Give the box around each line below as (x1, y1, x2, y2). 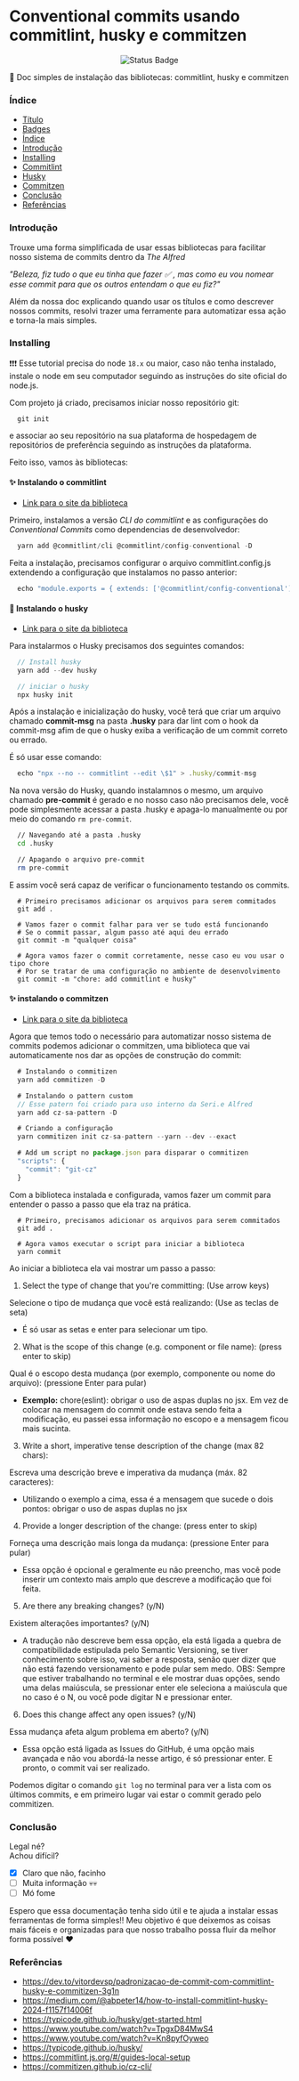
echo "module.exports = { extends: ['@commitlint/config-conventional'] (17, 584, 293, 593)
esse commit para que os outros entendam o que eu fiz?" (9, 279, 221, 289)
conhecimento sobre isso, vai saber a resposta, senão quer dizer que (21, 1654, 277, 1664)
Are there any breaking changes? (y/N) (21, 1600, 165, 1611)
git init (17, 414, 50, 424)
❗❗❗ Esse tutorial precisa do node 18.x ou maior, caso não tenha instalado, (9, 358, 277, 368)
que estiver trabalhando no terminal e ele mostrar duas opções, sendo (21, 1672, 280, 1683)
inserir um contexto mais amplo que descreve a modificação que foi (21, 1574, 271, 1584)
